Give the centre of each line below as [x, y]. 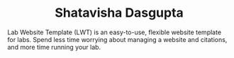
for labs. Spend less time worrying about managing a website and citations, [117, 39]
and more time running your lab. [54, 47]
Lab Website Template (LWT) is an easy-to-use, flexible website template [115, 32]
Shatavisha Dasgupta [119, 13]
